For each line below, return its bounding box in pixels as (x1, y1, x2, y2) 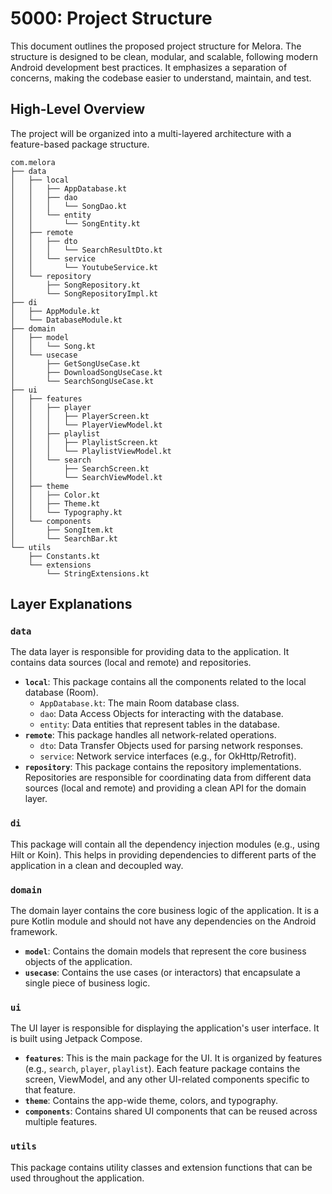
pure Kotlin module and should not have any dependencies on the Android (10, 915, 317, 927)
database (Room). (24, 687, 99, 699)
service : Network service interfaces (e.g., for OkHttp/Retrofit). (39, 750, 297, 762)
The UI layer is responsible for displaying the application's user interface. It (10, 1022, 320, 1034)
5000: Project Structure (10, 7, 213, 30)
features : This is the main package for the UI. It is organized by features (24, 1052, 323, 1064)
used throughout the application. (10, 1172, 145, 1184)
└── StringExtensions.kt (46, 568, 150, 579)
